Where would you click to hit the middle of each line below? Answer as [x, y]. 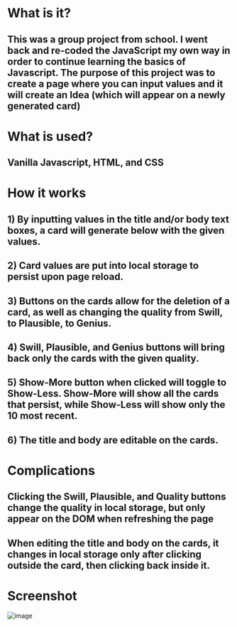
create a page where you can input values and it [115, 84]
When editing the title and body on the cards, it [113, 543]
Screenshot [42, 596]
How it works [47, 193]
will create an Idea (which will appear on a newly [116, 95]
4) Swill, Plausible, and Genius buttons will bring [116, 347]
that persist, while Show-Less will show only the [116, 405]
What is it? [39, 13]
